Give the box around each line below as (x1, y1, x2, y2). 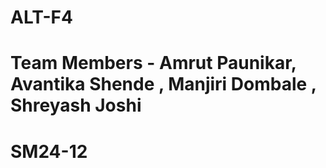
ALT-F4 (10, 6, 73, 29)
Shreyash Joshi (10, 94, 142, 117)
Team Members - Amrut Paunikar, (10, 52, 297, 75)
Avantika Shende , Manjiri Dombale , (10, 73, 317, 96)
